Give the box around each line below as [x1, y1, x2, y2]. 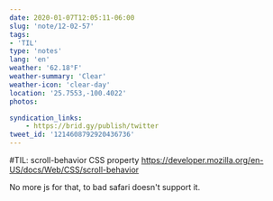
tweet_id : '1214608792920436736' [9, 130, 135, 140]
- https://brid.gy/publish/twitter [25, 122, 159, 131]
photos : [9, 96, 39, 106]
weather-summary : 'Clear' [9, 72, 106, 81]
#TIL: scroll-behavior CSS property [9, 155, 140, 165]
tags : [9, 30, 30, 39]
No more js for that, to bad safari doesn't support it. [9, 182, 201, 192]
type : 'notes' [9, 47, 63, 56]
